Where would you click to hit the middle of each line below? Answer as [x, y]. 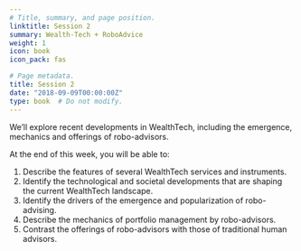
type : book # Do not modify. [66, 101]
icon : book [30, 51]
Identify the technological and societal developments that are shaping [152, 181]
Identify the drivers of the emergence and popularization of [133, 200]
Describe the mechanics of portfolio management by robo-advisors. [149, 219]
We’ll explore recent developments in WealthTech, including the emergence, [151, 126]
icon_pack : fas [38, 60]
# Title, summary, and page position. [82, 18]
